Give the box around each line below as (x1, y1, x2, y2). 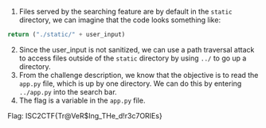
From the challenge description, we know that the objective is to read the (18, 70, 259, 80)
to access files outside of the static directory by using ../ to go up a (18, 53, 247, 63)
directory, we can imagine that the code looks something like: (18, 15, 221, 25)
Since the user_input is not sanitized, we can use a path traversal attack (18, 45, 255, 54)
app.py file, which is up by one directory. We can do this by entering (18, 79, 242, 88)
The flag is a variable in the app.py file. (18, 95, 146, 105)
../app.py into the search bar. (18, 87, 117, 96)
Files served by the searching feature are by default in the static (18, 7, 233, 16)
